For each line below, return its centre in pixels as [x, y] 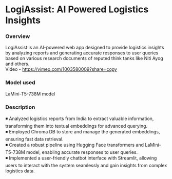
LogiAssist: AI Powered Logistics [77, 9]
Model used [21, 83]
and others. [17, 64]
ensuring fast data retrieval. [34, 139]
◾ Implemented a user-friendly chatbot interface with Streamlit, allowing [81, 158]
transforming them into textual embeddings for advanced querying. [77, 126]
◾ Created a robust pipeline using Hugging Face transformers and [75, 145]
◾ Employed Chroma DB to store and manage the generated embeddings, [83, 132]
